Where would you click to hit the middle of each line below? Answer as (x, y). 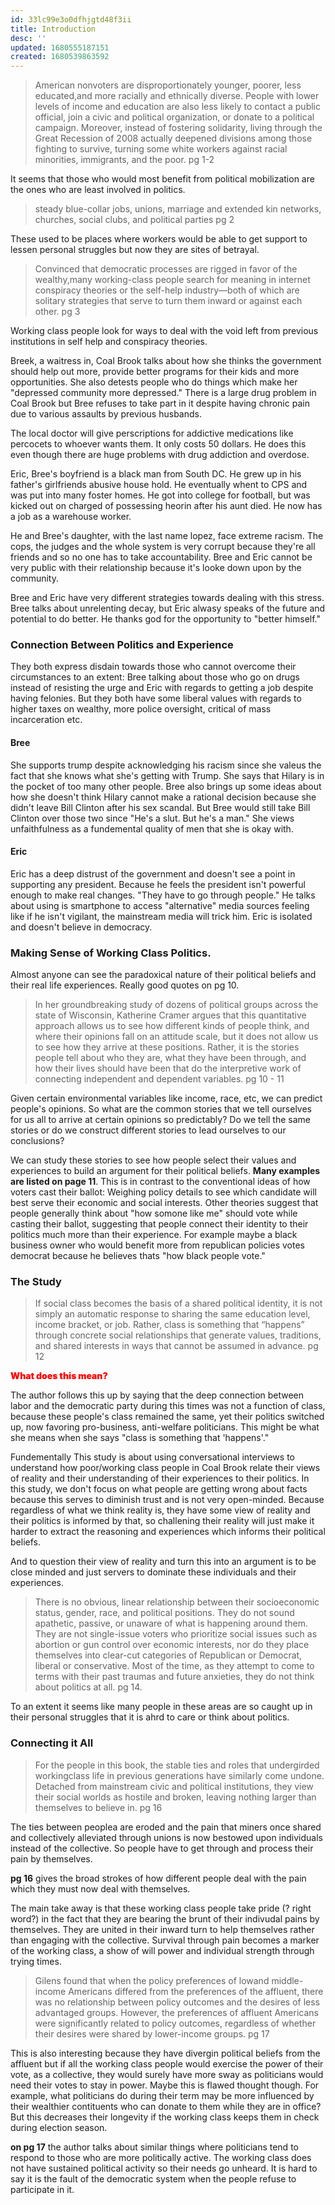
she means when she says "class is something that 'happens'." (140, 1438)
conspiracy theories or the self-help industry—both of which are (167, 290)
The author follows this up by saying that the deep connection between (157, 1395)
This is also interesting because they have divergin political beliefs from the (165, 2053)
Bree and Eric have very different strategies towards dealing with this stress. (167, 598)
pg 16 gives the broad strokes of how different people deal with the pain (158, 1878)
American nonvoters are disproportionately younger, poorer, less (168, 85)
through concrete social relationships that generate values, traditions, (178, 1335)
